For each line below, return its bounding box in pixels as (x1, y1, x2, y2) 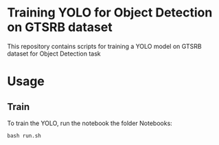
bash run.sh (7, 132, 41, 139)
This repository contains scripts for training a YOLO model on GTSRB (7, 42, 202, 50)
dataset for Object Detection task (7, 49, 101, 58)
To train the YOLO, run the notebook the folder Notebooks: (7, 119, 173, 127)
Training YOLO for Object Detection (7, 5, 213, 21)
